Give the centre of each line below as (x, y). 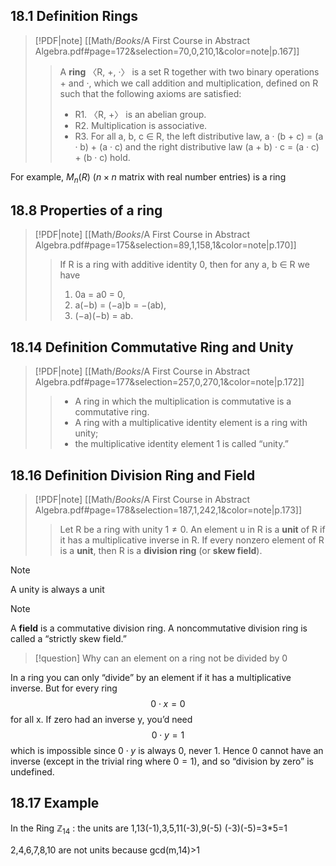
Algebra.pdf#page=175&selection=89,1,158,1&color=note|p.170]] (165, 245)
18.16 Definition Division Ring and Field (133, 475)
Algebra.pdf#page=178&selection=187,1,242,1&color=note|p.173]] (168, 510)
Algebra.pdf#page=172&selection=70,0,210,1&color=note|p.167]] (167, 51)
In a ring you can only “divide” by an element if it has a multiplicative (151, 678)
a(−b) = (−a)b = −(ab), (120, 305)
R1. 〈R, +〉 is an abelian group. (140, 114)
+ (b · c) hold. (102, 157)
